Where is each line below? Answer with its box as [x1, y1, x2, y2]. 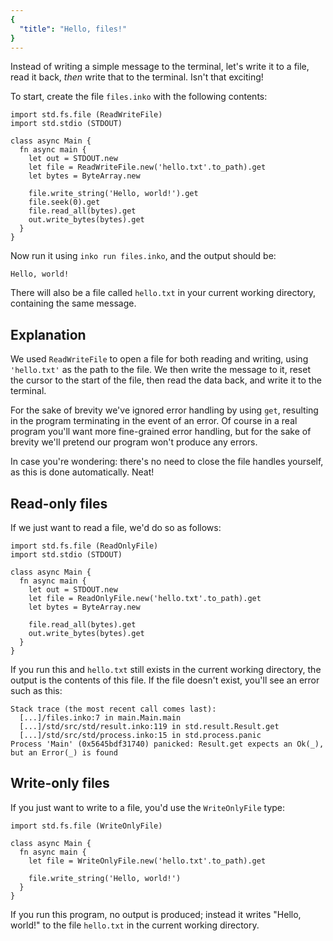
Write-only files [10, 775, 110, 792]
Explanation [10, 326, 87, 343]
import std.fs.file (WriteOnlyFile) [10, 821, 163, 831]
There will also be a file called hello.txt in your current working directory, [10, 287, 317, 299]
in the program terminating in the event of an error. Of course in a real [10, 415, 298, 427]
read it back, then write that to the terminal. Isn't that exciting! [10, 71, 264, 83]
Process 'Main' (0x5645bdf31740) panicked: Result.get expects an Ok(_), [10, 739, 325, 749]
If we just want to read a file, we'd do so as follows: [10, 522, 222, 533]
